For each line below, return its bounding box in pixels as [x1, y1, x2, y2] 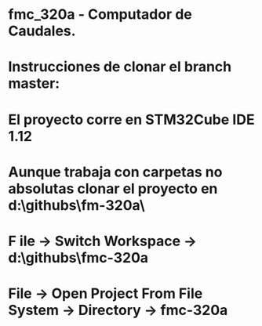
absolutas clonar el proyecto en [8, 179, 218, 197]
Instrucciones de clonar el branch [8, 58, 232, 76]
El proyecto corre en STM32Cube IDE [8, 110, 255, 129]
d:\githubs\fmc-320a [8, 248, 149, 266]
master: [8, 74, 60, 92]
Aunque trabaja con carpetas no [8, 163, 223, 181]
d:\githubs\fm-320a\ [8, 196, 145, 214]
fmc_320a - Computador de [8, 5, 192, 24]
